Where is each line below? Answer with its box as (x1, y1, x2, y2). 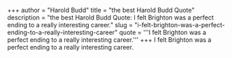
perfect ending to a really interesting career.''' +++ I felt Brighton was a (7, 36, 212, 44)
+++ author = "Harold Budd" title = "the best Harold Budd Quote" (7, 6, 195, 14)
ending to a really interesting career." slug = (7, 21, 133, 29)
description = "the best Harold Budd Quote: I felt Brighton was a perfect (7, 13, 215, 22)
